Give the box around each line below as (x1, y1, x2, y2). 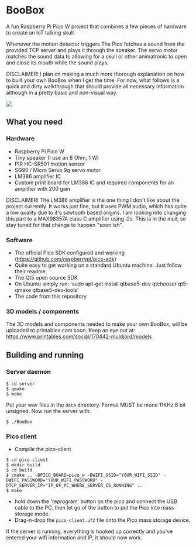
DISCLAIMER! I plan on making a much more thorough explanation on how (6, 70, 185, 77)
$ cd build (6, 467, 33, 473)
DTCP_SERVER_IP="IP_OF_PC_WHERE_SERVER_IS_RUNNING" (6, 483, 135, 488)
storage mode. (14, 510, 50, 518)
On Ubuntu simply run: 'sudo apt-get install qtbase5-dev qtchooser (14, 280, 177, 287)
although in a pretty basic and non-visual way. (6, 89, 118, 96)
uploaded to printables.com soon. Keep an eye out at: (6, 327, 136, 334)
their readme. (14, 267, 47, 275)
